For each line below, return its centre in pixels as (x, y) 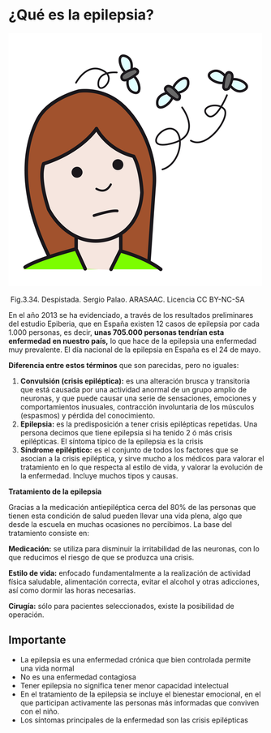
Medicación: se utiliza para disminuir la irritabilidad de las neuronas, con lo (134, 548)
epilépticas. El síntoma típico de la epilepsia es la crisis (112, 441)
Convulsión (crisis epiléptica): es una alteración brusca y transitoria (135, 381)
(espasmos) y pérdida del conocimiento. (88, 415)
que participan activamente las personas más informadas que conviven (140, 702)
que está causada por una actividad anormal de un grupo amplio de (133, 389)
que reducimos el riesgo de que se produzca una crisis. (101, 557)
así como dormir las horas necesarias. (72, 590)
